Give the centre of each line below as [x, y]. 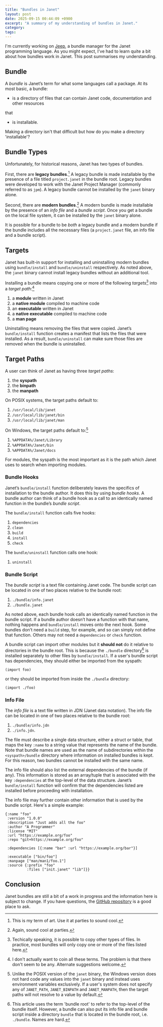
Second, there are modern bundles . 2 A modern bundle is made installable [79, 204]
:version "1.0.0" [24, 818]
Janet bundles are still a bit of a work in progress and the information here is [81, 896]
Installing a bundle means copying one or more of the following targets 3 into [81, 282]
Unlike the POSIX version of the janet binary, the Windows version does [84, 974]
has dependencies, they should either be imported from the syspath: [73, 661]
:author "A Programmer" [31, 827]
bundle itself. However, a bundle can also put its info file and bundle [80, 1009]
